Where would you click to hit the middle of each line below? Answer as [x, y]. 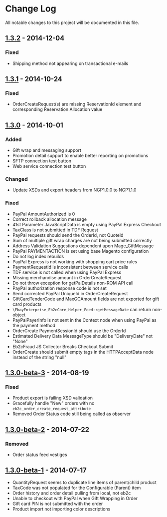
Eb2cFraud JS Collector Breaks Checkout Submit [63, 346]
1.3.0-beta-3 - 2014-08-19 [47, 373]
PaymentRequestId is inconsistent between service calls [70, 267]
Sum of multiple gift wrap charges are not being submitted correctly [82, 240]
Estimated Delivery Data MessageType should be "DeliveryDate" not [83, 336]
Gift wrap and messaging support [47, 150]
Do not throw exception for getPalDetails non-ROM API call [73, 283]
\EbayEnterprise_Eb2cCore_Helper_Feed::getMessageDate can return [82, 309]
